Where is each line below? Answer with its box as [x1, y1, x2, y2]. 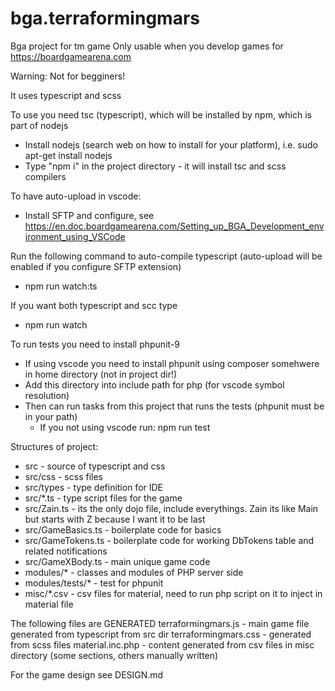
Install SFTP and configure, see [24, 209, 155, 221]
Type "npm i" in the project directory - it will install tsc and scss [24, 160, 287, 172]
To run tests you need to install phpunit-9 [10, 338, 180, 350]
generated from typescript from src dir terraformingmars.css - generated [10, 628, 312, 640]
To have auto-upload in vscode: [10, 190, 142, 202]
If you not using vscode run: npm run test [39, 421, 211, 433]
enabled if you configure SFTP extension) [10, 260, 182, 272]
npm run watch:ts [24, 280, 98, 292]
